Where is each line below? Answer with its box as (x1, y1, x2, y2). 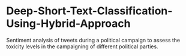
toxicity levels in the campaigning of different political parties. (6, 43, 158, 50)
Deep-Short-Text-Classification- (6, 4, 173, 18)
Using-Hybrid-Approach (6, 17, 131, 30)
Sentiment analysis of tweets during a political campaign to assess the (6, 36, 181, 43)
